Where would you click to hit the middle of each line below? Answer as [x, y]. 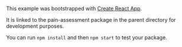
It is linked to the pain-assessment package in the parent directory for [91, 20]
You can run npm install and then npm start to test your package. [87, 37]
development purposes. [35, 26]
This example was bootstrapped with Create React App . [74, 9]
